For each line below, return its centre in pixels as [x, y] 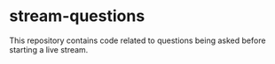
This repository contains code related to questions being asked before [137, 40]
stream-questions [77, 16]
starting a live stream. [49, 49]
